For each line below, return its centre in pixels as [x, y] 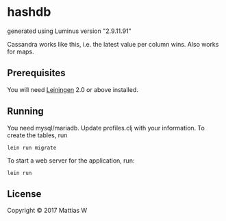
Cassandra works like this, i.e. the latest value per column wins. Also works [113, 44]
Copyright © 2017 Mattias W [47, 211]
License [24, 194]
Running [26, 112]
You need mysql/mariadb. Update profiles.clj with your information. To [106, 128]
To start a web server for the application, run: [71, 160]
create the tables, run [37, 135]
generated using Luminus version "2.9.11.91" [69, 31]
